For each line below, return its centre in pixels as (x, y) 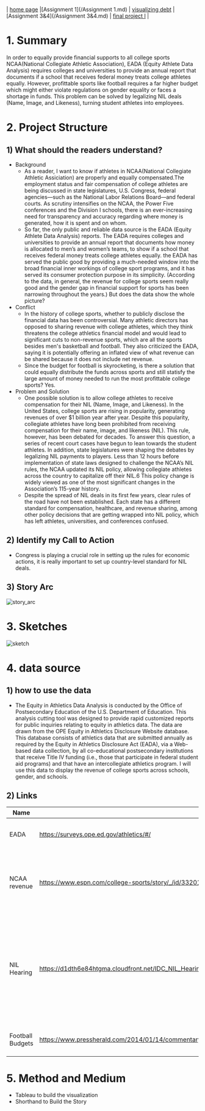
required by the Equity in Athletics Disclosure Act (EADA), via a (94, 744)
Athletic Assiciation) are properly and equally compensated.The (104, 178)
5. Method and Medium (66, 1078)
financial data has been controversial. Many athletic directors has (106, 320)
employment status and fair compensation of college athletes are (106, 184)
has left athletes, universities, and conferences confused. (96, 521)
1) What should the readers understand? (85, 150)
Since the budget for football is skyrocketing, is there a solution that (110, 365)
